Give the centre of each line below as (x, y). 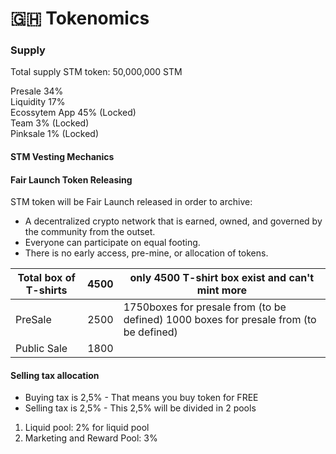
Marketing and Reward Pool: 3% (91, 438)
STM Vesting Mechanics (62, 157)
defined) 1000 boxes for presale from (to (220, 320)
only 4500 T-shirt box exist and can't (222, 278)
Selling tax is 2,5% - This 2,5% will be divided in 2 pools (140, 408)
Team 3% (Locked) (50, 123)
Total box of (46, 278)
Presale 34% (37, 91)
